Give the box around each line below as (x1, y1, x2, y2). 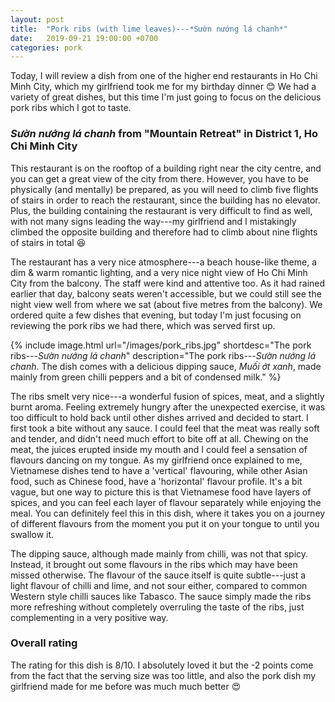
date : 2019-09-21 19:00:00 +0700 (10, 33, 159, 43)
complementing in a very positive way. (10, 611, 169, 623)
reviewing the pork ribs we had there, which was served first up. (10, 319, 276, 331)
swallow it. (10, 528, 55, 540)
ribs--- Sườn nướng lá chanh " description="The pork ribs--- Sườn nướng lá (10, 349, 317, 361)
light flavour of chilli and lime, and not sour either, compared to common (10, 579, 308, 591)
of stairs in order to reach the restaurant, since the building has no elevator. (10, 194, 321, 206)
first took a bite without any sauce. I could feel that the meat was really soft (10, 422, 320, 434)
